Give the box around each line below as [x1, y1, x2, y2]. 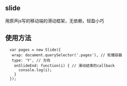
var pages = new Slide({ [9, 47, 61, 52]
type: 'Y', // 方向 [11, 58, 51, 63]
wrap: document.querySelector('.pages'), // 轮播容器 [11, 52, 123, 58]
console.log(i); [18, 67, 52, 73]
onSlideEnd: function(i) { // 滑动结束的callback [14, 63, 115, 68]
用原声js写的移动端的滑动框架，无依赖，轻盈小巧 [5, 17, 104, 24]
